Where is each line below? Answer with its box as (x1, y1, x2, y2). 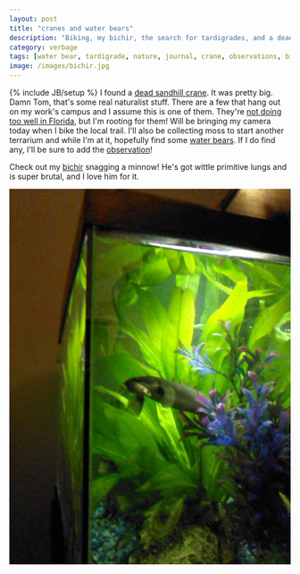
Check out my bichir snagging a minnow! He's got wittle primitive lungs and (9, 162, 287, 172)
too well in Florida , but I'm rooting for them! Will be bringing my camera (9, 116, 271, 126)
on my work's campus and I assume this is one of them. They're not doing (9, 106, 282, 116)
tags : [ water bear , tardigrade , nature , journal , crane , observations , (9, 52, 281, 62)
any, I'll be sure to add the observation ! (9, 144, 154, 155)
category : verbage (9, 43, 78, 52)
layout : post (9, 14, 58, 23)
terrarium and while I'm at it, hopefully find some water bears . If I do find (9, 135, 276, 145)
